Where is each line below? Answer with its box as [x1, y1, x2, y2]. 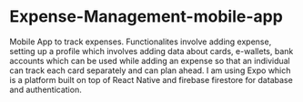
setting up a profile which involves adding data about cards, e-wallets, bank [9, 45, 294, 56]
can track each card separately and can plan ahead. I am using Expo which [9, 65, 291, 76]
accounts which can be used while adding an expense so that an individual [9, 55, 291, 66]
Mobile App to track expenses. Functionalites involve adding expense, [9, 36, 272, 47]
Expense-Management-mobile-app [9, 6, 284, 27]
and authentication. [9, 84, 82, 95]
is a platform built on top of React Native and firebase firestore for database [9, 74, 293, 85]
